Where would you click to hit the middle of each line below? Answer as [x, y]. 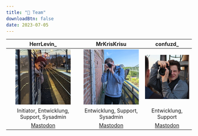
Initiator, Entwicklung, [43, 111]
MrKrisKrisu [111, 44]
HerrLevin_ [43, 44]
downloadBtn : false [30, 19]
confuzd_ [167, 44]
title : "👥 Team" [26, 12]
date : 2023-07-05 [27, 25]
